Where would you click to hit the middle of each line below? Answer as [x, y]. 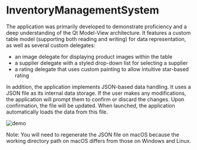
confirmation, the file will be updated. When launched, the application [91, 105]
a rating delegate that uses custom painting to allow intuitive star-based [102, 69]
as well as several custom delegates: [51, 45]
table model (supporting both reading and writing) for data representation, [96, 39]
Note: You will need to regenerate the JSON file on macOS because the [93, 134]
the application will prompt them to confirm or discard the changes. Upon [95, 99]
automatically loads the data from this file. [57, 112]
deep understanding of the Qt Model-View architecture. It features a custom [98, 32]
